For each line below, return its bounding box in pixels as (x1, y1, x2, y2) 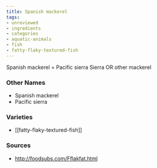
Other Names (6, 78, 46, 87)
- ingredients (6, 25, 42, 31)
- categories (6, 31, 39, 37)
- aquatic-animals (6, 36, 52, 42)
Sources (6, 141, 31, 150)
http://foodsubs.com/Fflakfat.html (14, 155, 98, 162)
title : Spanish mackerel (6, 8, 68, 15)
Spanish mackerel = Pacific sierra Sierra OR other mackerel (6, 64, 152, 71)
